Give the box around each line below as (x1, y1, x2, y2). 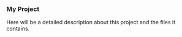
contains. (6, 25, 30, 32)
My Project (6, 5, 40, 13)
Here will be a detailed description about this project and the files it (6, 19, 176, 26)
